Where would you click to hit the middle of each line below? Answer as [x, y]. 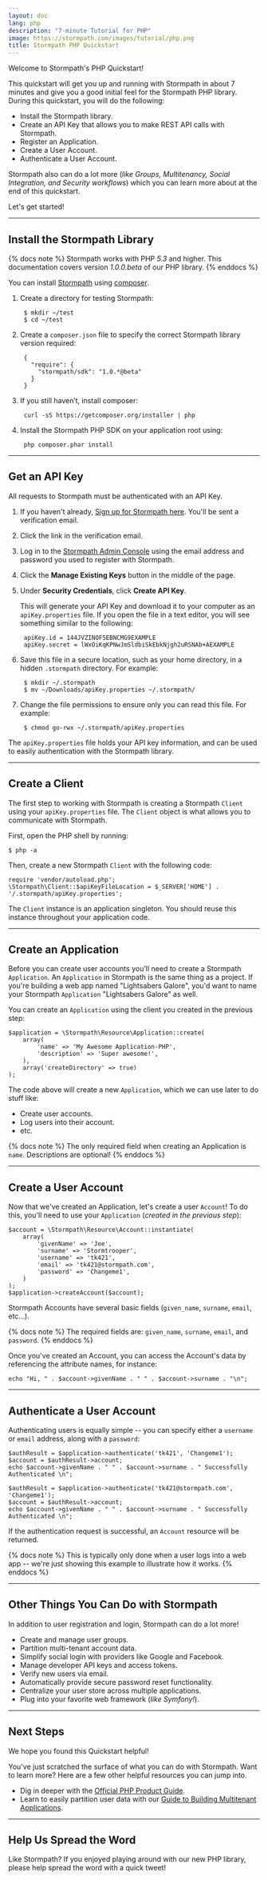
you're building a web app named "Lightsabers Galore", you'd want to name [133, 986]
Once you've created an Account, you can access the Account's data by [127, 1356]
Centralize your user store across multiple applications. [110, 1690]
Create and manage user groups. [74, 1639]
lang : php [25, 23]
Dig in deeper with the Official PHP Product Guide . [102, 1790]
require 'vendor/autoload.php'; [62, 880]
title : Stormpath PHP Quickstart [64, 46]
